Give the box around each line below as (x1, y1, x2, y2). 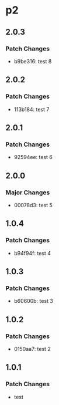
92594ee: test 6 (13, 154, 53, 161)
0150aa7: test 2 (13, 346, 51, 352)
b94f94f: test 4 (13, 249, 51, 256)
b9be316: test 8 (13, 58, 52, 65)
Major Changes (5, 188, 50, 197)
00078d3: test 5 (13, 201, 53, 208)
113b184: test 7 (13, 106, 50, 113)
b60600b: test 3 (13, 298, 53, 305)
